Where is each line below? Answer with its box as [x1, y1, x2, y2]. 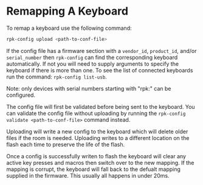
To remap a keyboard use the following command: [6, 24, 132, 32]
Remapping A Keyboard [6, 4, 129, 18]
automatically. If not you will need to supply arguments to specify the [6, 60, 179, 68]
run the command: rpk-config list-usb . [6, 73, 108, 80]
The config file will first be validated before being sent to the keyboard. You [6, 103, 196, 110]
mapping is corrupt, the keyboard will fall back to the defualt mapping [6, 166, 181, 173]
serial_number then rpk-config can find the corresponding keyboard [6, 54, 178, 61]
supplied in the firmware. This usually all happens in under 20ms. [6, 172, 170, 179]
